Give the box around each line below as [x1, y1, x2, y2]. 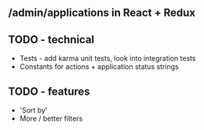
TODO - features [8, 85, 90, 98]
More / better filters [19, 114, 83, 124]
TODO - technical [8, 33, 95, 46]
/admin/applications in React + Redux [8, 6, 196, 20]
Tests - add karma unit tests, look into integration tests [19, 54, 196, 63]
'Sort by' [19, 106, 48, 115]
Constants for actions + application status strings [19, 62, 179, 71]
